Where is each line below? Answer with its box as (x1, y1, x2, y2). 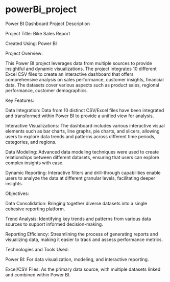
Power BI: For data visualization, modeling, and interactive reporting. (5, 256, 149, 262)
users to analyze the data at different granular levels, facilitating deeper (5, 175, 156, 181)
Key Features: (5, 97, 34, 103)
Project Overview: (5, 50, 43, 56)
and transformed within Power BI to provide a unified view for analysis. (5, 113, 154, 119)
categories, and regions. (5, 139, 57, 145)
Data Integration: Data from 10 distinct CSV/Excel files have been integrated (5, 107, 164, 113)
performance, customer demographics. (5, 87, 88, 93)
